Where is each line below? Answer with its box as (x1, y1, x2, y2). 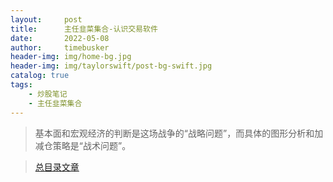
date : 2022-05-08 (10, 33, 110, 43)
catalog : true (10, 71, 70, 81)
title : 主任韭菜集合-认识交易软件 (10, 24, 158, 34)
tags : (10, 80, 33, 90)
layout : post (10, 14, 83, 25)
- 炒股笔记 (28, 89, 68, 99)
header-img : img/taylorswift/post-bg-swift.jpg (10, 61, 213, 71)
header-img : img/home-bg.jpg (10, 52, 132, 62)
